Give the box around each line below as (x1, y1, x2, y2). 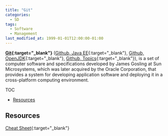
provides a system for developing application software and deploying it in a (5, 71, 163, 77)
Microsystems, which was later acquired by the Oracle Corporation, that (5, 66, 156, 72)
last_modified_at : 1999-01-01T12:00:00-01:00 (5, 36, 103, 41)
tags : (5, 21, 17, 27)
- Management (10, 31, 38, 36)
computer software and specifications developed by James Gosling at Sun (5, 61, 162, 67)
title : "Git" (5, 7, 33, 13)
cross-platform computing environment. (5, 77, 89, 83)
